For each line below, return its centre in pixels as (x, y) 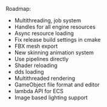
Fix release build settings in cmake (57, 40)
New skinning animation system (54, 53)
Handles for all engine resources (55, 27)
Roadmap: (18, 9)
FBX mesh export (36, 46)
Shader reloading (36, 65)
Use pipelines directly (41, 59)
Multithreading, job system (47, 20)
